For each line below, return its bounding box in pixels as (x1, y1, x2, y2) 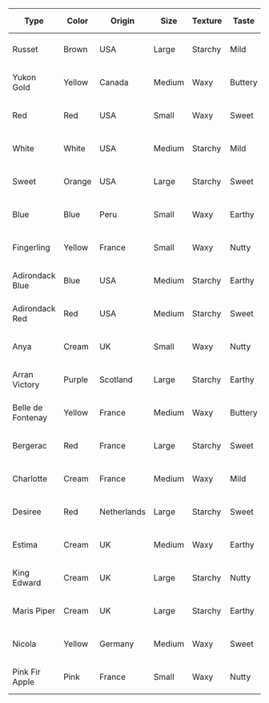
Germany (99, 638, 134, 649)
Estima (12, 540, 38, 550)
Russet (12, 44, 38, 54)
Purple (63, 374, 89, 385)
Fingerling (12, 242, 50, 253)
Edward (12, 577, 42, 588)
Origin (110, 15, 134, 26)
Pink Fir (12, 666, 41, 677)
